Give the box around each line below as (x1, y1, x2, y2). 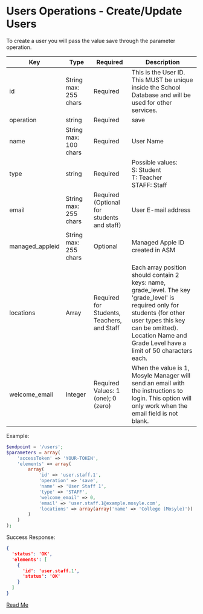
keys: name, (131, 278, 166, 287)
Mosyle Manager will (131, 371, 191, 379)
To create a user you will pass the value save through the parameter (6, 37, 176, 44)
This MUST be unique (131, 76, 193, 84)
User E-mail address (131, 206, 191, 214)
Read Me (6, 601, 29, 609)
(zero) (93, 401, 112, 410)
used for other (131, 98, 172, 106)
